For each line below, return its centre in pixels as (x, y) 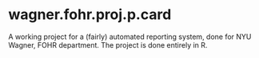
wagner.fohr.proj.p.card (90, 15)
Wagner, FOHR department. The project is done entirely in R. (108, 44)
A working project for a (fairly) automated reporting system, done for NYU (130, 37)
